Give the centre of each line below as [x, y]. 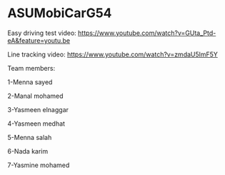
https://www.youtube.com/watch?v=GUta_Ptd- [147, 33]
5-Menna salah [30, 137]
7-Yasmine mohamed [39, 165]
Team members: [31, 68]
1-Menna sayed [30, 82]
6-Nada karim [28, 151]
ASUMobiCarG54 [60, 13]
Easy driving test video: [42, 33]
